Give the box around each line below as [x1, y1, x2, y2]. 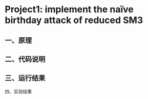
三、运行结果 [5, 74, 46, 83]
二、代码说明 [5, 55, 46, 63]
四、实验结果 [5, 88, 32, 94]
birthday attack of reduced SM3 [5, 14, 143, 26]
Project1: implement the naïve [5, 4, 134, 15]
